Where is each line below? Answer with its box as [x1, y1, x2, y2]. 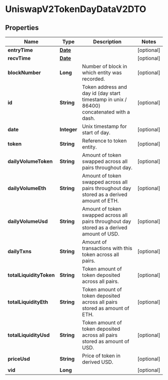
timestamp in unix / [82, 96, 127, 103]
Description [93, 38, 121, 45]
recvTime [7, 55, 31, 61]
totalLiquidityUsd [7, 331, 50, 338]
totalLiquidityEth [7, 298, 48, 305]
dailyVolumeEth [7, 185, 46, 191]
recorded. [82, 75, 105, 82]
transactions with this [82, 245, 132, 251]
